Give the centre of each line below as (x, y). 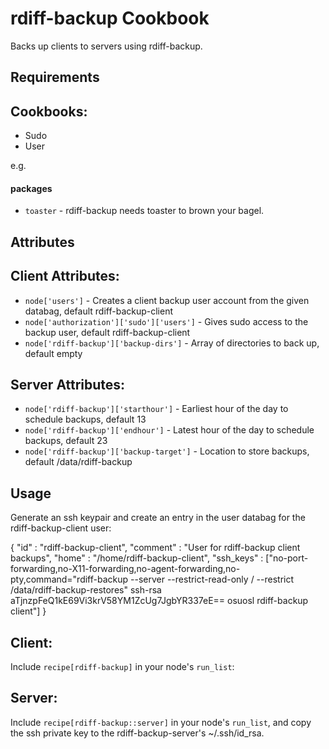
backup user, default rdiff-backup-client (107, 332)
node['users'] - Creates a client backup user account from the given (167, 300)
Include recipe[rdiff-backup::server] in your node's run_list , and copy (161, 722)
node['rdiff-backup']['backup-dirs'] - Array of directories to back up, (172, 343)
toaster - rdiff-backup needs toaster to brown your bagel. (144, 211)
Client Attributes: (65, 276)
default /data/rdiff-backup (78, 462)
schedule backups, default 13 (85, 419)
